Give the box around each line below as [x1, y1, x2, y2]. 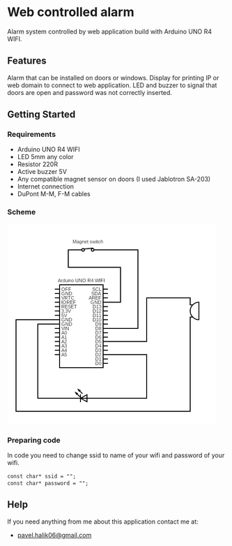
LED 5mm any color [17, 153, 75, 161]
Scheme [7, 207, 36, 217]
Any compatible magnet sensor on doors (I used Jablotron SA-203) [17, 175, 211, 184]
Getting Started [7, 109, 76, 121]
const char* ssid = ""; [7, 473, 77, 480]
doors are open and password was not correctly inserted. [7, 88, 173, 96]
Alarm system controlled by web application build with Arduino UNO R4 [7, 27, 212, 36]
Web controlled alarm [7, 4, 134, 20]
